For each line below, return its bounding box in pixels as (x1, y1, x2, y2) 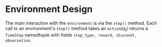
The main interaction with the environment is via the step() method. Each (5, 20, 157, 26)
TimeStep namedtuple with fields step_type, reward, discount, (5, 31, 137, 38)
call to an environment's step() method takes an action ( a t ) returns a (5, 25, 148, 32)
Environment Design (5, 3, 93, 15)
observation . (5, 37, 32, 43)
